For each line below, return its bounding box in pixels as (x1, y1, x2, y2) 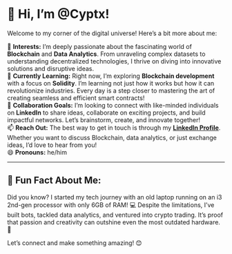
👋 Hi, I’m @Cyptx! (7, 6, 110, 22)
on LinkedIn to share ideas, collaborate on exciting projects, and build (7, 108, 206, 117)
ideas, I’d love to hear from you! (7, 141, 97, 149)
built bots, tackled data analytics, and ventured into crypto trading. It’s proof (7, 211, 224, 219)
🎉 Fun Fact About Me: (7, 175, 101, 186)
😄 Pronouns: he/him (7, 148, 68, 156)
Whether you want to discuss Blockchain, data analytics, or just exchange (7, 133, 217, 141)
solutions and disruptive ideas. (7, 64, 95, 72)
